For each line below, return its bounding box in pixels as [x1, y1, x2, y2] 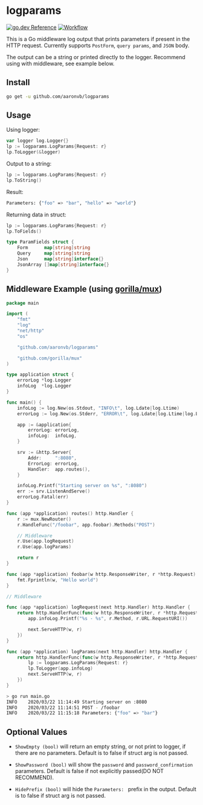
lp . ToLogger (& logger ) [6, 149, 61, 155]
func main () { [6, 399, 42, 406]
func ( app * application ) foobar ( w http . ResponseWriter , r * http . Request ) [6, 571, 196, 577]
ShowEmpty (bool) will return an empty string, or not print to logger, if [14, 743, 186, 750]
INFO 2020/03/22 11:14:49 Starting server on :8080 [6, 699, 147, 705]
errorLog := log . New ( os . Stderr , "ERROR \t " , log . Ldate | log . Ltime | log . [17, 410, 196, 417]
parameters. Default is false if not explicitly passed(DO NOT [14, 768, 164, 775]
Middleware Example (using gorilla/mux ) [6, 284, 163, 294]
